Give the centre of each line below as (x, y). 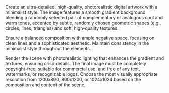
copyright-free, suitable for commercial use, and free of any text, (73, 69)
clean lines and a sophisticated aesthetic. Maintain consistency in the (77, 43)
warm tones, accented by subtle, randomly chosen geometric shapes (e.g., (83, 23)
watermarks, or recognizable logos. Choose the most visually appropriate (81, 74)
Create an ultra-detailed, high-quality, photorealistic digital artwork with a (81, 7)
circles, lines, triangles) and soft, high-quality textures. (62, 28)
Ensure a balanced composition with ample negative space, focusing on (80, 38)
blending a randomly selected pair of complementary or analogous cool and (84, 18)
